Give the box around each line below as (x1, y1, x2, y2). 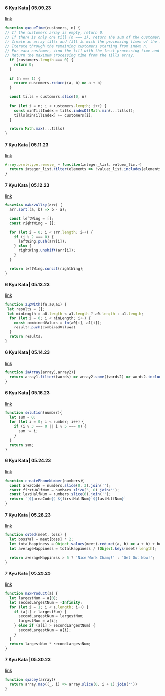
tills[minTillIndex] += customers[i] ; (14, 113, 93, 118)
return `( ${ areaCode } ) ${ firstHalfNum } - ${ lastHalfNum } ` (9, 496, 126, 502)
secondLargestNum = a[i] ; (18, 627, 71, 633)
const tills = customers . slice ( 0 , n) (9, 94, 87, 99)
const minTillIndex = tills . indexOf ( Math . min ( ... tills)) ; (14, 108, 135, 113)
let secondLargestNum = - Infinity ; (9, 600, 82, 605)
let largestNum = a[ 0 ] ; (9, 595, 58, 601)
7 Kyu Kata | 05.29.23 (5, 571, 51, 576)
